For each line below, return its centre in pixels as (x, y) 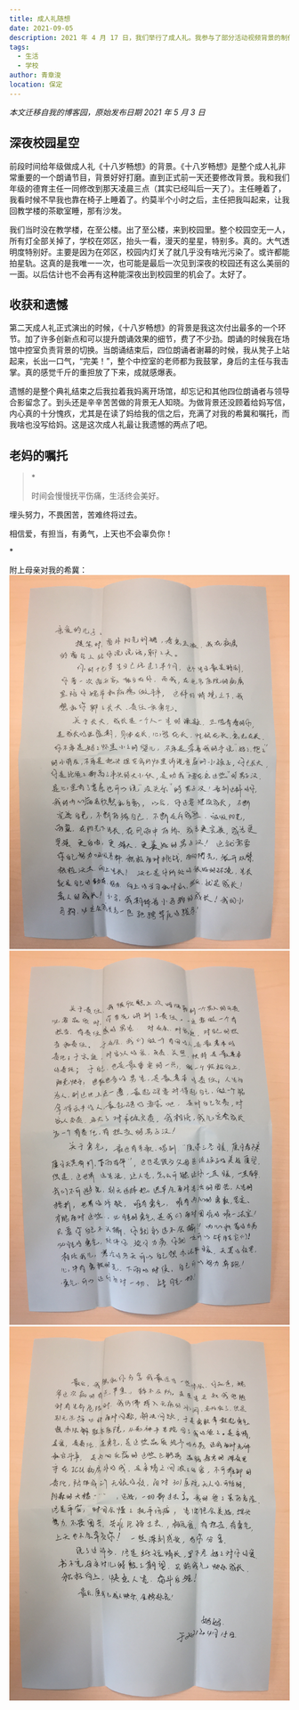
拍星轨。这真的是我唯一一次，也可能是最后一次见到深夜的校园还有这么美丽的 (149, 263)
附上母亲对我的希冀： (48, 570)
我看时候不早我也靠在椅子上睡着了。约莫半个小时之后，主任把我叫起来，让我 (149, 199)
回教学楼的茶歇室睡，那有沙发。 (68, 210)
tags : (19, 47)
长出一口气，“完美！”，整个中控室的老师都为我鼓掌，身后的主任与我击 (161, 362)
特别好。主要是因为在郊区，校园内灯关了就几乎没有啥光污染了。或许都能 (157, 252)
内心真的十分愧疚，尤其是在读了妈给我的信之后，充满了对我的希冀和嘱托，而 (149, 413)
